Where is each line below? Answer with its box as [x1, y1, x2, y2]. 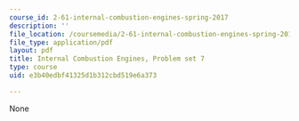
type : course [9, 63, 58, 72]
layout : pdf [9, 46, 53, 55]
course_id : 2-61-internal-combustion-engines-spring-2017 [9, 12, 229, 22]
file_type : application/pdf [9, 37, 114, 47]
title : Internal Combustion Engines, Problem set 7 [9, 54, 205, 63]
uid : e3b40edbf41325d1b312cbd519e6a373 [9, 71, 158, 80]
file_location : [9, 29, 66, 38]
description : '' [9, 21, 69, 30]
